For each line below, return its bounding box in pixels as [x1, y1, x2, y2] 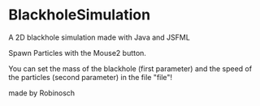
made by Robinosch [8, 87, 76, 98]
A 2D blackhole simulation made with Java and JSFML [8, 32, 191, 42]
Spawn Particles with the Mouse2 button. [8, 48, 146, 57]
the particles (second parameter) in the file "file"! [8, 72, 173, 82]
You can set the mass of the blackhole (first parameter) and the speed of [8, 63, 253, 74]
